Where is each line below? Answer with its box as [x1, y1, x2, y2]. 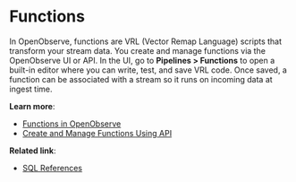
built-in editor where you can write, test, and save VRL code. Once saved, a [9, 65, 288, 75]
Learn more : [9, 100, 55, 111]
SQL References [21, 162, 83, 173]
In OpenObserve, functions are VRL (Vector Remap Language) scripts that [9, 36, 283, 47]
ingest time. [9, 83, 53, 94]
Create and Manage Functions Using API [21, 127, 173, 138]
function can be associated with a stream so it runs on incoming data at [9, 74, 273, 84]
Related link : [9, 145, 56, 156]
